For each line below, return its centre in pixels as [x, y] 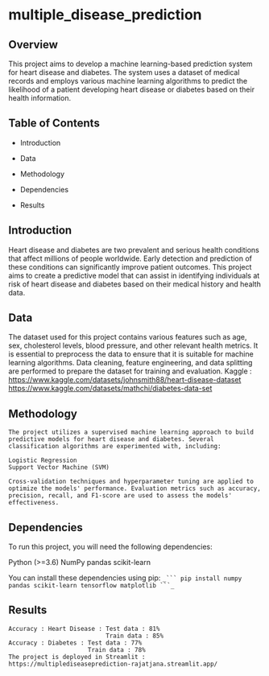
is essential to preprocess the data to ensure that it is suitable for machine [131, 354]
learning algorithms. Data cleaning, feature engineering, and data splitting [130, 363]
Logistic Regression [43, 460]
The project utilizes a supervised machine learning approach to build [131, 432]
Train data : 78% [117, 649]
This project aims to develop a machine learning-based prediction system [130, 64]
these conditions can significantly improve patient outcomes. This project [130, 266]
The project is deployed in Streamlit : [77, 657]
